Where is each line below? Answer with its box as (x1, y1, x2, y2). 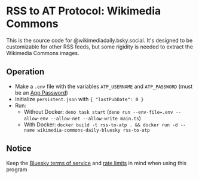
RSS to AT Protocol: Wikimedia (6, 4, 161, 18)
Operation (6, 67, 45, 77)
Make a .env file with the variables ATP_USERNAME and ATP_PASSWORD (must (14, 83, 193, 90)
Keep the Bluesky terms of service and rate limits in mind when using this (6, 159, 187, 166)
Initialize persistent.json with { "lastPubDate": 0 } (14, 95, 144, 102)
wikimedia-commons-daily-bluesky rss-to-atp (37, 127, 151, 133)
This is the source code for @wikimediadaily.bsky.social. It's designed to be (6, 37, 193, 44)
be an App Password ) (14, 89, 69, 96)
